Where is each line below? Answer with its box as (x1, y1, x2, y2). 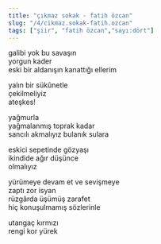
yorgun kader (8, 56, 52, 66)
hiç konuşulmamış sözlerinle (8, 203, 101, 212)
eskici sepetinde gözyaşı (8, 145, 90, 155)
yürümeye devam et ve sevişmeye (8, 177, 121, 187)
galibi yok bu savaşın (8, 48, 77, 58)
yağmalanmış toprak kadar (8, 121, 95, 131)
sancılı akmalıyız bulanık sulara (8, 130, 109, 139)
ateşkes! (8, 97, 36, 107)
